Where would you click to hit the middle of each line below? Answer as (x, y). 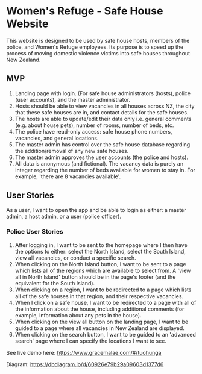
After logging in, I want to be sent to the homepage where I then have (101, 245)
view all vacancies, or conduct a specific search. (76, 258)
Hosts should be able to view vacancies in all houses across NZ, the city (105, 106)
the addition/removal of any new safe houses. (72, 151)
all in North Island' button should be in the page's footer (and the (95, 277)
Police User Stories (35, 232)
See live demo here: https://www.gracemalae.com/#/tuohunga (84, 352)
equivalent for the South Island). (55, 283)
